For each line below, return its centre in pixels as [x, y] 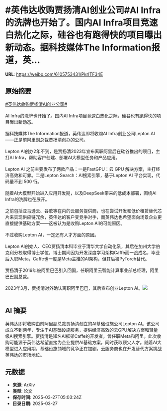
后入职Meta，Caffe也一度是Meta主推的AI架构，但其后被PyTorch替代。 [77, 259]
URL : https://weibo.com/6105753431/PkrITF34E [54, 74]
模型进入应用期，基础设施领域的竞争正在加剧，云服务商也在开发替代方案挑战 [83, 348]
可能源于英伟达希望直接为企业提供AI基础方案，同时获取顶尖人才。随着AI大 [85, 342]
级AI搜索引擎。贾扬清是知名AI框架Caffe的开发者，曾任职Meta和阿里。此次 [81, 336]
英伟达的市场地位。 [25, 355]
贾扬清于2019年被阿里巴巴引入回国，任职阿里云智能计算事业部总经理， [78, 270]
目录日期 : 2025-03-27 [35, 404]
